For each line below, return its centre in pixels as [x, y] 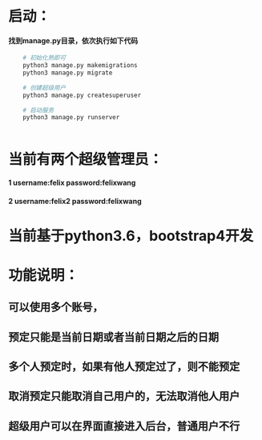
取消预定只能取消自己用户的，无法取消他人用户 [124, 396]
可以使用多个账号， [56, 308]
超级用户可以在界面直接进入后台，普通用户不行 [124, 426]
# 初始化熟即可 [44, 58]
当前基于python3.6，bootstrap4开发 [131, 236]
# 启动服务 [38, 110]
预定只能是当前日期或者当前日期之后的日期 [113, 337]
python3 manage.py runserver [71, 118]
